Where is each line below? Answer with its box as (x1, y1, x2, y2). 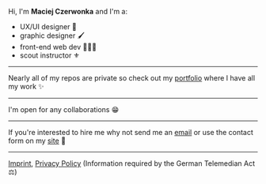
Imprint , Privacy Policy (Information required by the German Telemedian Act (8, 159, 256, 168)
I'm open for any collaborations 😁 (8, 105, 120, 114)
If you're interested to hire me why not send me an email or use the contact (8, 128, 253, 137)
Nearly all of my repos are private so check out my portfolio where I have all (8, 73, 256, 82)
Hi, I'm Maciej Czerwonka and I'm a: (8, 7, 128, 16)
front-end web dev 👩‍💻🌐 (19, 43, 97, 51)
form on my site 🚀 (8, 136, 66, 145)
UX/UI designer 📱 (19, 22, 77, 31)
